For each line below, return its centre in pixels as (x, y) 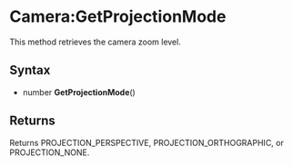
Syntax (30, 70)
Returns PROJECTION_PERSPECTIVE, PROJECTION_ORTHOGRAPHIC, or (146, 142)
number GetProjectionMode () (79, 92)
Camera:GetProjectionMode (118, 17)
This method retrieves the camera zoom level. (96, 42)
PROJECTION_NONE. (50, 152)
